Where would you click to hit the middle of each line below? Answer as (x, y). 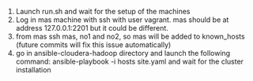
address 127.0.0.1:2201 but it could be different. (92, 28)
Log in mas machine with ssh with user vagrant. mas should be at (122, 20)
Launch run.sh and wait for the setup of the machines (103, 11)
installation (33, 70)
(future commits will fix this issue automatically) (93, 45)
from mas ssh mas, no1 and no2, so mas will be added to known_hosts (130, 36)
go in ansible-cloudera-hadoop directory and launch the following (123, 53)
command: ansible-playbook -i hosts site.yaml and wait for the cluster (129, 61)
